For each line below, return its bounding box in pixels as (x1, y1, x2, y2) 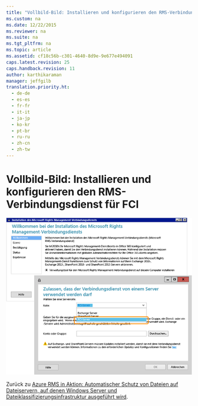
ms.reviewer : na (6, 28, 46, 34)
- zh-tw (11, 146, 31, 153)
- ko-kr (11, 122, 31, 127)
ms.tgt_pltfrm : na (6, 41, 51, 47)
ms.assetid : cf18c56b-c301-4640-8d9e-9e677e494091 (6, 53, 133, 59)
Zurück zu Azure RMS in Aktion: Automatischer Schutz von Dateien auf (6, 381, 179, 388)
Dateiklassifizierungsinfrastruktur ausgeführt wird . (6, 393, 128, 401)
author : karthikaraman (6, 71, 62, 78)
